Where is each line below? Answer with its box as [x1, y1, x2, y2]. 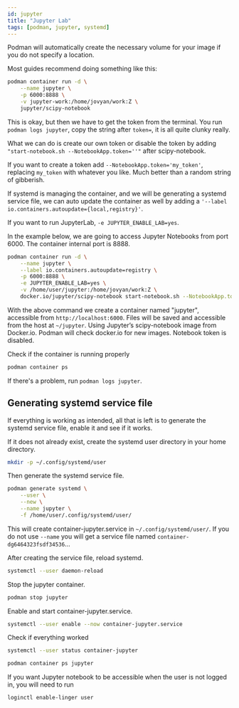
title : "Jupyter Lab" [7, 17, 72, 24]
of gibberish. [7, 175, 45, 184]
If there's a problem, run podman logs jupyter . [7, 376, 142, 385]
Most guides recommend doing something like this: [7, 65, 158, 73]
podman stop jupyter [7, 593, 69, 601]
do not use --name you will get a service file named [7, 532, 156, 541]
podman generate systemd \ [7, 485, 87, 492]
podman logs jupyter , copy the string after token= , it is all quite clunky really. [7, 125, 231, 134]
